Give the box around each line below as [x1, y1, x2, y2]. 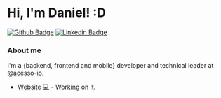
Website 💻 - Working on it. [17, 83, 96, 92]
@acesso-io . [7, 69, 44, 78]
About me [7, 45, 42, 55]
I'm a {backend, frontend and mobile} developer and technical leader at [7, 62, 214, 70]
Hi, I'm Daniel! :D [7, 5, 107, 21]
